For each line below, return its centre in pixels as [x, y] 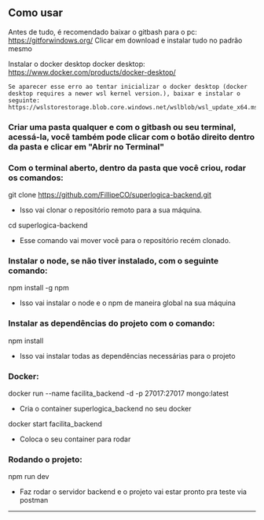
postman [34, 500]
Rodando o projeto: [45, 459]
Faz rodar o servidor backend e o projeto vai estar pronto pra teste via [133, 492]
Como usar [36, 13]
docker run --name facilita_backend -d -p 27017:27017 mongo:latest [119, 393]
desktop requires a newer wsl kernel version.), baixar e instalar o [125, 94]
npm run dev [29, 477]
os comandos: [36, 178]
